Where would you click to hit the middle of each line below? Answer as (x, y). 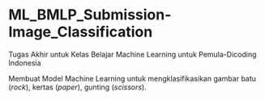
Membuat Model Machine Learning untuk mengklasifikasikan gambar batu (132, 78)
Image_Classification (81, 32)
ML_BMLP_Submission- (90, 15)
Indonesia (25, 63)
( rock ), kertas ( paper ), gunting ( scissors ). (78, 87)
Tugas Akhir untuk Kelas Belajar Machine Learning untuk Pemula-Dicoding (132, 54)
